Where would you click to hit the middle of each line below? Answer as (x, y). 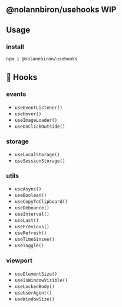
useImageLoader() (36, 120)
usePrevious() (32, 227)
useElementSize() (36, 274)
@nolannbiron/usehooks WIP (61, 10)
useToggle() (29, 246)
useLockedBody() (34, 286)
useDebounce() (32, 208)
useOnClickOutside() (40, 127)
